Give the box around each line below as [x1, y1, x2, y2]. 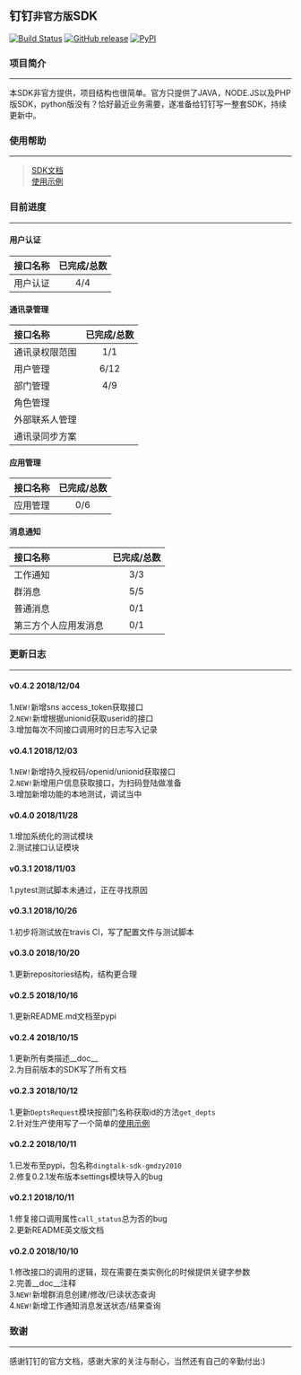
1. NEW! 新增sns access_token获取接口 [9, 702, 144, 713]
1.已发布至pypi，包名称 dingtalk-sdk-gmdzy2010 [9, 1160, 182, 1170]
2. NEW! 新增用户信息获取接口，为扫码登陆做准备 [9, 777, 182, 788]
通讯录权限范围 [13, 346, 78, 359]
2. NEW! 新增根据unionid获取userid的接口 [9, 713, 154, 724]
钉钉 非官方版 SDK [9, 8, 99, 24]
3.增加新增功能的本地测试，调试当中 [9, 789, 142, 800]
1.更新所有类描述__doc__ [9, 1053, 99, 1064]
